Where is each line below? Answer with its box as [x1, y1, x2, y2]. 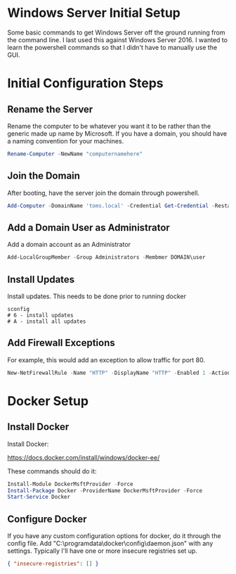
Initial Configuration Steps [7, 75, 164, 91]
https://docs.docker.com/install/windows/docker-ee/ [7, 453, 160, 461]
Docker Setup [7, 393, 89, 409]
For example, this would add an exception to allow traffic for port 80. [7, 355, 206, 364]
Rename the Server [7, 103, 93, 115]
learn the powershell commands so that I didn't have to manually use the [7, 43, 218, 51]
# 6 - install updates [7, 312, 74, 319]
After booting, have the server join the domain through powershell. [7, 189, 200, 197]
